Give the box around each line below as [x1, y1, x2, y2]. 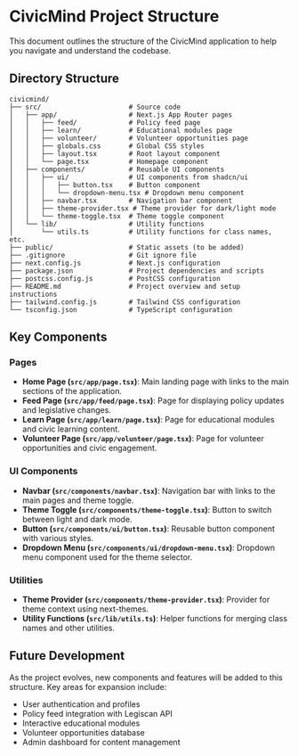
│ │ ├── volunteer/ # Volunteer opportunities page [9, 134, 249, 143]
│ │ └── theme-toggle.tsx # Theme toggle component [9, 211, 225, 220]
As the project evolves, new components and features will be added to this [9, 671, 283, 683]
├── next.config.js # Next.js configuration [9, 259, 221, 267]
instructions [9, 290, 58, 299]
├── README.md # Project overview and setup [9, 282, 241, 291]
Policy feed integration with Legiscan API [21, 708, 173, 719]
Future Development [9, 648, 125, 663]
